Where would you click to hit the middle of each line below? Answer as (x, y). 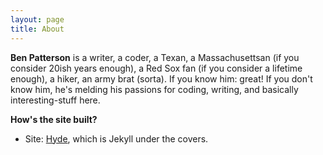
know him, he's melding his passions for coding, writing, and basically (154, 89)
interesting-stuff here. (55, 100)
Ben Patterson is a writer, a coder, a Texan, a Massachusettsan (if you (155, 57)
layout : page (37, 19)
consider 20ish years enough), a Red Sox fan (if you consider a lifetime (156, 68)
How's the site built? (54, 119)
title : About (37, 29)
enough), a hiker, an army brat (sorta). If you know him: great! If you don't (161, 78)
